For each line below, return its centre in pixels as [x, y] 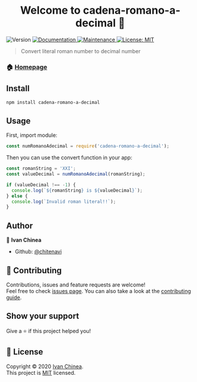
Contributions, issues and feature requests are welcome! [76, 285]
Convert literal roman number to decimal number [81, 51]
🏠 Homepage [27, 67]
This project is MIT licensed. [41, 372]
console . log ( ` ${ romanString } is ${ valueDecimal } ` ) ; [77, 190]
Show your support [43, 316]
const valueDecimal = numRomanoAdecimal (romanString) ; [76, 174]
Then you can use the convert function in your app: [69, 158]
